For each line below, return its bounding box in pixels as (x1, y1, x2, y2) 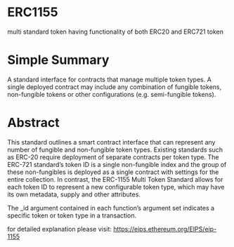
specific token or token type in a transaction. (7, 211, 137, 220)
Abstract (7, 115, 60, 131)
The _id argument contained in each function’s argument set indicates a (7, 203, 215, 212)
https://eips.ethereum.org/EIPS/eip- (113, 225, 217, 233)
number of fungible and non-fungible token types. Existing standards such (7, 145, 223, 154)
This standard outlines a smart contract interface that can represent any (7, 138, 216, 146)
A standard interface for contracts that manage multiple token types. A (7, 75, 212, 84)
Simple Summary (7, 52, 110, 68)
